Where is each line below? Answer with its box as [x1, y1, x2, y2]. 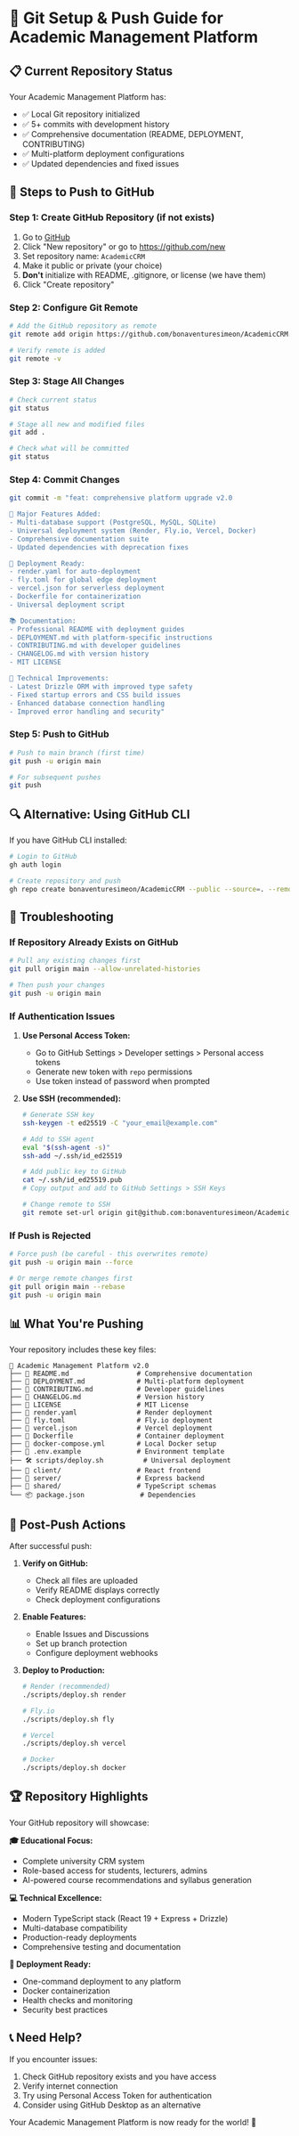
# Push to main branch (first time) [9, 748, 145, 757]
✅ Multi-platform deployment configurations [21, 149, 185, 159]
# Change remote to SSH [21, 1200, 111, 1210]
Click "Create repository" [21, 279, 115, 289]
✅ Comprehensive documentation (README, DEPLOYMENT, [21, 129, 244, 139]
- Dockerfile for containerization [9, 592, 141, 601]
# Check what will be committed [9, 444, 129, 453]
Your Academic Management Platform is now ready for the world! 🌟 [9, 2116, 256, 2127]
